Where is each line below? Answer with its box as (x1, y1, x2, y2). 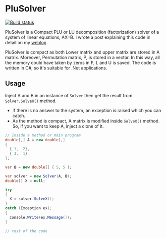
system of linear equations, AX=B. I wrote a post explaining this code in (5, 34, 151, 40)
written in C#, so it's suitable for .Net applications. (5, 65, 108, 71)
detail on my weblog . (5, 39, 48, 45)
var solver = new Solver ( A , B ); (5, 174, 72, 178)
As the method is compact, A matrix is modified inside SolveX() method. (12, 118, 160, 124)
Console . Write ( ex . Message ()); (9, 215, 72, 220)
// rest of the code (5, 229, 48, 234)
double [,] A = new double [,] (5, 137, 65, 142)
